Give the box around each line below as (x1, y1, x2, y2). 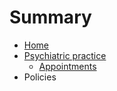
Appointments (38, 60, 97, 72)
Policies (23, 71, 57, 83)
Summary (9, 6, 92, 29)
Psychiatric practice (23, 49, 107, 61)
